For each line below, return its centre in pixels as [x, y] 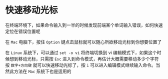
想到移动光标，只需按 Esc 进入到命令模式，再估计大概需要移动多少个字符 [84, 58]
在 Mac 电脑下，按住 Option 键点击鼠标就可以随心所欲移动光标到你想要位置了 [83, 42]
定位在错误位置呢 [23, 31]
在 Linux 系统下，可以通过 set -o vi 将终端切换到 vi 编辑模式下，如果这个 [81, 52]
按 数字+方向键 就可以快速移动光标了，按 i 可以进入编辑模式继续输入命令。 [80, 65]
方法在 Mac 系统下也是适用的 [42, 71]
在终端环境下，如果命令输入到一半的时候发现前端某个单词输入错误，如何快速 [84, 25]
